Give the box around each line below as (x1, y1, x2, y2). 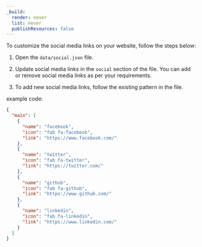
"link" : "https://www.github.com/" (22, 191, 112, 197)
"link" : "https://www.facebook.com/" (22, 135, 118, 141)
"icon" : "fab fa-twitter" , (22, 157, 90, 163)
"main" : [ (11, 113, 36, 119)
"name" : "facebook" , (22, 123, 74, 130)
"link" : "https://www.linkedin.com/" (22, 219, 118, 225)
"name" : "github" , (22, 180, 69, 186)
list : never (11, 20, 42, 26)
